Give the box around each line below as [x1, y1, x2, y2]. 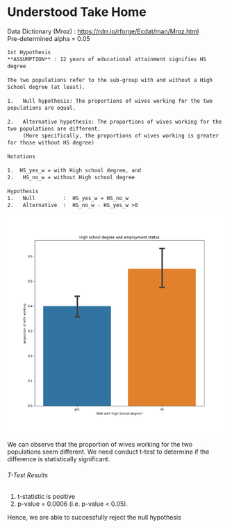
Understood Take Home [7, 4, 147, 20]
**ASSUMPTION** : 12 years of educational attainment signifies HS [7, 56, 207, 63]
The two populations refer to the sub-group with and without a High [7, 76, 213, 83]
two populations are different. [7, 125, 101, 132]
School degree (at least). [7, 83, 85, 90]
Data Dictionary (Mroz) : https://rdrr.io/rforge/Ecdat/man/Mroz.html [7, 27, 199, 35]
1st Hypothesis [7, 49, 51, 56]
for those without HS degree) [7, 139, 95, 146]
